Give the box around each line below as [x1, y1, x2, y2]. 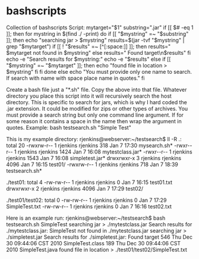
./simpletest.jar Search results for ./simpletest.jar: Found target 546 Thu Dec [6, 233, 193, 241]
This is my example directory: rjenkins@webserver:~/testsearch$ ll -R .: [6, 135, 182, 142]
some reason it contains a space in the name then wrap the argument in [6, 117, 182, 124]
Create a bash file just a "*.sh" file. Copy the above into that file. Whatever [6, 86, 187, 93]
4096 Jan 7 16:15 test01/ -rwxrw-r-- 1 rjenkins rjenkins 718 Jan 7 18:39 [6, 161, 178, 168]
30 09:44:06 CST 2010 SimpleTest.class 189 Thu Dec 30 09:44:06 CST [6, 239, 181, 246]
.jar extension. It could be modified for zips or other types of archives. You [6, 105, 188, 112]
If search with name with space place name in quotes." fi [6, 74, 145, 82]
